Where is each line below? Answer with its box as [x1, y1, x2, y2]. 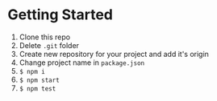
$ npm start [19, 76, 60, 84]
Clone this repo [19, 32, 70, 42]
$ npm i [19, 67, 45, 75]
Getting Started [7, 6, 114, 24]
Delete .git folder [19, 40, 80, 50]
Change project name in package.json [19, 58, 145, 67]
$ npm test [19, 84, 56, 93]
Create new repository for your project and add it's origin [19, 49, 209, 59]
